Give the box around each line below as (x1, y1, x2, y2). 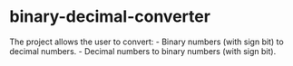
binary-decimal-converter (9, 6, 211, 27)
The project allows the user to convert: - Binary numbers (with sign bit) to (9, 36, 284, 47)
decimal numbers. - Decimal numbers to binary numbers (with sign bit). (9, 45, 277, 56)
